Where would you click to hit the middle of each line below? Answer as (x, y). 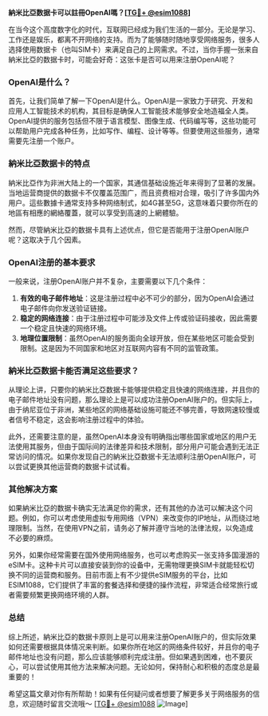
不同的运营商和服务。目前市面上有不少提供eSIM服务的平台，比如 (121, 575)
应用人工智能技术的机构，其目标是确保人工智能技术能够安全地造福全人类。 (130, 111)
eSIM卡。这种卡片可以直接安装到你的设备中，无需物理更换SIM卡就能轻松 (128, 565)
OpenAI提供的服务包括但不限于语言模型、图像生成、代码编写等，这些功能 (129, 121)
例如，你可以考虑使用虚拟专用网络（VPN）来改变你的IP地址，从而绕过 (137, 518)
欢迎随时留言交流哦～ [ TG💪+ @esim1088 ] (105, 703)
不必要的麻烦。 (33, 538)
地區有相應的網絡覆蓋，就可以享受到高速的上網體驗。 (96, 213)
